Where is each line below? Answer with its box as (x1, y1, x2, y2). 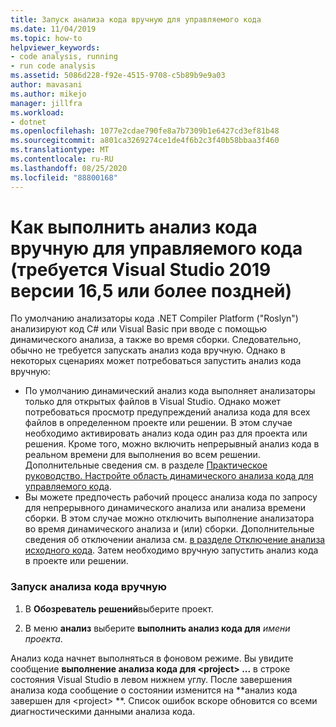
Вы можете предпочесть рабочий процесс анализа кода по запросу (24, 491, 318, 503)
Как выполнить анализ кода (10, 216, 258, 238)
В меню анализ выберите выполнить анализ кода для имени (24, 622, 291, 634)
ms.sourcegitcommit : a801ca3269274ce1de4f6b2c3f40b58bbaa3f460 (10, 136, 280, 146)
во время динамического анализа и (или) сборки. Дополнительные (24, 523, 315, 535)
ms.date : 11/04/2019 (10, 24, 97, 34)
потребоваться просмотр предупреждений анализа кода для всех (24, 406, 311, 418)
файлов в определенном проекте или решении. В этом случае (24, 417, 293, 429)
